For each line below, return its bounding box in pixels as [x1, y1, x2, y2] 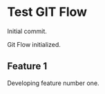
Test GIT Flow [7, 4, 88, 20]
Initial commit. [7, 27, 47, 35]
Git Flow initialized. [7, 40, 61, 48]
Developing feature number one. [7, 79, 99, 87]
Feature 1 [7, 60, 47, 73]
